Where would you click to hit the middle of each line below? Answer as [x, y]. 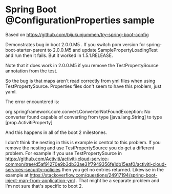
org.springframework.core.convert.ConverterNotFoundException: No [78, 111]
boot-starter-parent [26, 50]
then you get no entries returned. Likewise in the [113, 169]
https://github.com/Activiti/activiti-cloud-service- [57, 159]
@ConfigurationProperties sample [80, 20]
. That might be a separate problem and [118, 180]
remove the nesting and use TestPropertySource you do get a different [80, 148]
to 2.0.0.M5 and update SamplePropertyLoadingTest [102, 50]
